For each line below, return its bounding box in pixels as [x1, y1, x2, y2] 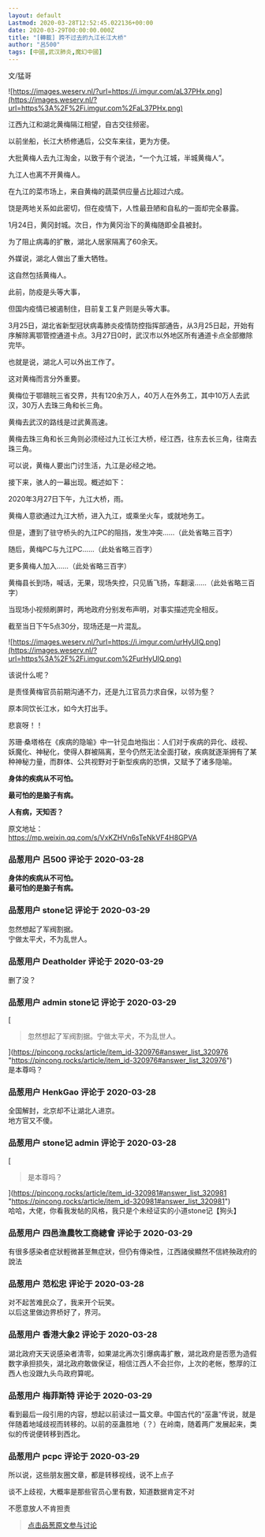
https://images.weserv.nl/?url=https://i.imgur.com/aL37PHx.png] [13, 87, 222, 95]
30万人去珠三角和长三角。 [21, 401, 107, 410]
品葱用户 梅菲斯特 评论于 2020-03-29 [8, 1390, 152, 1401]
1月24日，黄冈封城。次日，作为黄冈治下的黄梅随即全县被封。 [8, 220, 207, 229]
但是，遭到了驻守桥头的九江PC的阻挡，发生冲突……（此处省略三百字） [8, 528, 237, 537]
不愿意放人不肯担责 [8, 1504, 71, 1513]
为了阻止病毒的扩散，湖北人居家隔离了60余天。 [8, 237, 162, 246]
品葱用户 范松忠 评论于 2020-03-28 [8, 1278, 144, 1289]
